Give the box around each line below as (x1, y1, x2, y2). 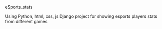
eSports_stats (5, 4, 33, 10)
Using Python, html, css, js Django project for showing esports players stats (5, 14, 158, 19)
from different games (5, 19, 48, 24)
